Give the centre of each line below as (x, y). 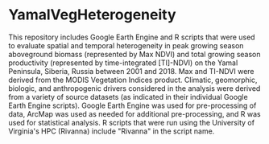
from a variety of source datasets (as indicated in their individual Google (128, 97)
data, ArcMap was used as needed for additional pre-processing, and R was (134, 113)
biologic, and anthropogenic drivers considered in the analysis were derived (134, 88)
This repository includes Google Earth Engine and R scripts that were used (132, 37)
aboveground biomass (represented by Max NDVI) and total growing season (134, 54)
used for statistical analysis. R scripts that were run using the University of (132, 122)
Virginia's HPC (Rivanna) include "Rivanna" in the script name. (112, 131)
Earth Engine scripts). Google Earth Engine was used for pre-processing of (132, 105)
